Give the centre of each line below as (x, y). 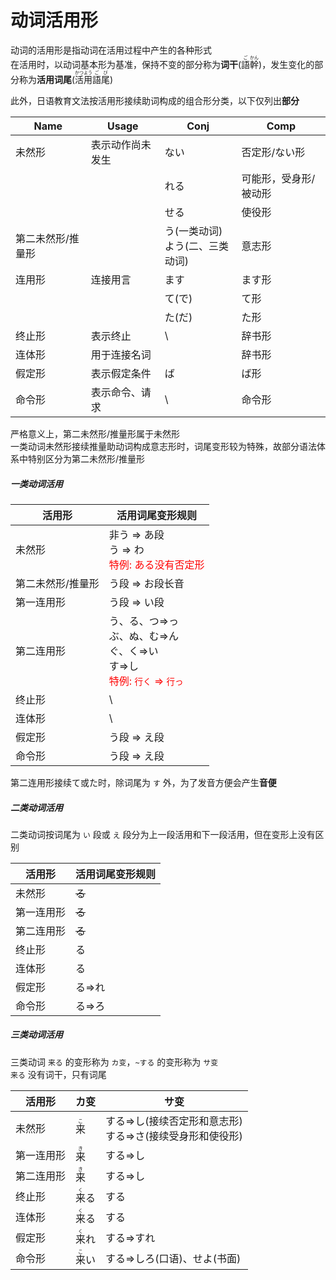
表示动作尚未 (121, 144)
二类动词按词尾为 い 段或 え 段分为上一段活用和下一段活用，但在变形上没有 (163, 834)
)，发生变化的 (286, 64)
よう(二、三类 (197, 246)
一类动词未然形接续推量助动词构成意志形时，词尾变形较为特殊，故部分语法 (163, 446)
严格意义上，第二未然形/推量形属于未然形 (95, 433)
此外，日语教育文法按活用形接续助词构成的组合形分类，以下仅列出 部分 (155, 100)
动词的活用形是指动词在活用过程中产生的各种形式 (111, 50)
